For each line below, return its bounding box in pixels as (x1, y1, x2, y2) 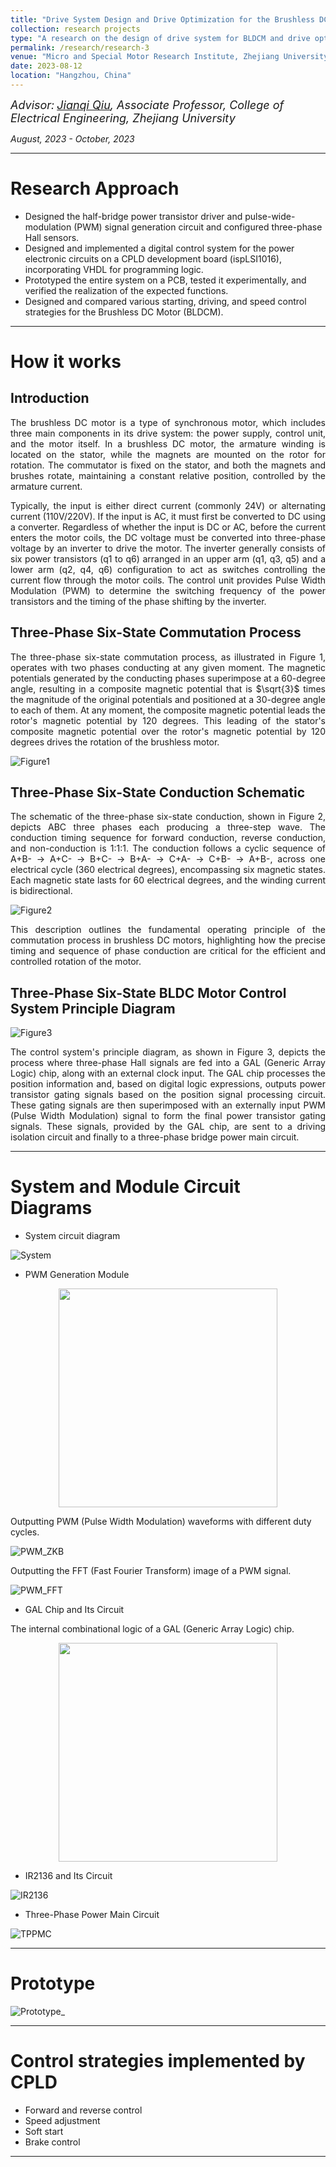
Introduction (10, 390, 90, 407)
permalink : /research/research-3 (10, 42, 150, 53)
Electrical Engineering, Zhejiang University (10, 111, 236, 125)
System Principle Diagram (10, 1000, 176, 1017)
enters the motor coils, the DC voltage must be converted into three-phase (10, 531, 326, 543)
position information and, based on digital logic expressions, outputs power (10, 1078, 326, 1090)
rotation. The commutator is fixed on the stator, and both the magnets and (10, 459, 326, 471)
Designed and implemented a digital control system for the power (24, 242, 295, 254)
